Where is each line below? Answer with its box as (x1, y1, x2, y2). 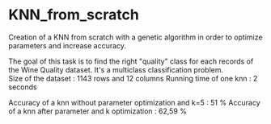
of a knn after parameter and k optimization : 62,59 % (8, 106, 188, 116)
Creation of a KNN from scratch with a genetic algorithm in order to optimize (8, 32, 263, 42)
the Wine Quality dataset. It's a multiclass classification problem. (8, 64, 224, 74)
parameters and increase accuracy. (8, 40, 127, 50)
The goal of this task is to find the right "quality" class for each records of (8, 56, 254, 66)
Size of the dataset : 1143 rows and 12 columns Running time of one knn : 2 (8, 73, 258, 83)
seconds (8, 82, 38, 92)
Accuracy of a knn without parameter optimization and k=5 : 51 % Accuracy (8, 97, 260, 107)
